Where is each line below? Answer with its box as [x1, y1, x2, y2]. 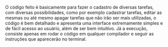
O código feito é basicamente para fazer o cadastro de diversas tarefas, [5, 4, 154, 10]
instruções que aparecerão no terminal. [5, 36, 87, 42]
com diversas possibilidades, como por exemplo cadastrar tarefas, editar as [5, 9, 162, 15]
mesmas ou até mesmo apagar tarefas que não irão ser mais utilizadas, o [5, 15, 156, 20]
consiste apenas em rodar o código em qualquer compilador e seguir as [5, 31, 154, 36]
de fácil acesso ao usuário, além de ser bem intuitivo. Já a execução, [5, 25, 148, 31]
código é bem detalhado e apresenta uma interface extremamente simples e [5, 20, 163, 26]
